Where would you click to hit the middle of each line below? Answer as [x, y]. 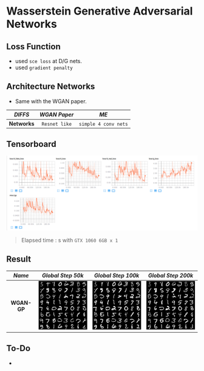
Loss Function [33, 46]
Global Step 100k [117, 276]
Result [19, 259]
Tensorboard [31, 144]
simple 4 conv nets [104, 124]
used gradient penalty [44, 67]
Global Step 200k [171, 276]
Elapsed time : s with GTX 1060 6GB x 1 [70, 240]
